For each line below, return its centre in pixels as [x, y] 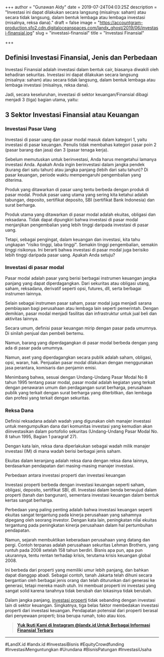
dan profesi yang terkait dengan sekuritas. [48, 398]
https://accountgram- [121, 22]
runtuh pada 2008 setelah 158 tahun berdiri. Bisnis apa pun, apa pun [74, 550]
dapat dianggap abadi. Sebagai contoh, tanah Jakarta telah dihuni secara [79, 575]
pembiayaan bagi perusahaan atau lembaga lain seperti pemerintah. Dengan [82, 308]
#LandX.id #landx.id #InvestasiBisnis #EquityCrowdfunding [65, 644]
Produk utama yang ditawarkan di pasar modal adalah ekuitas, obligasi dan [81, 214]
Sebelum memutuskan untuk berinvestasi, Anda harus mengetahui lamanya [81, 159]
